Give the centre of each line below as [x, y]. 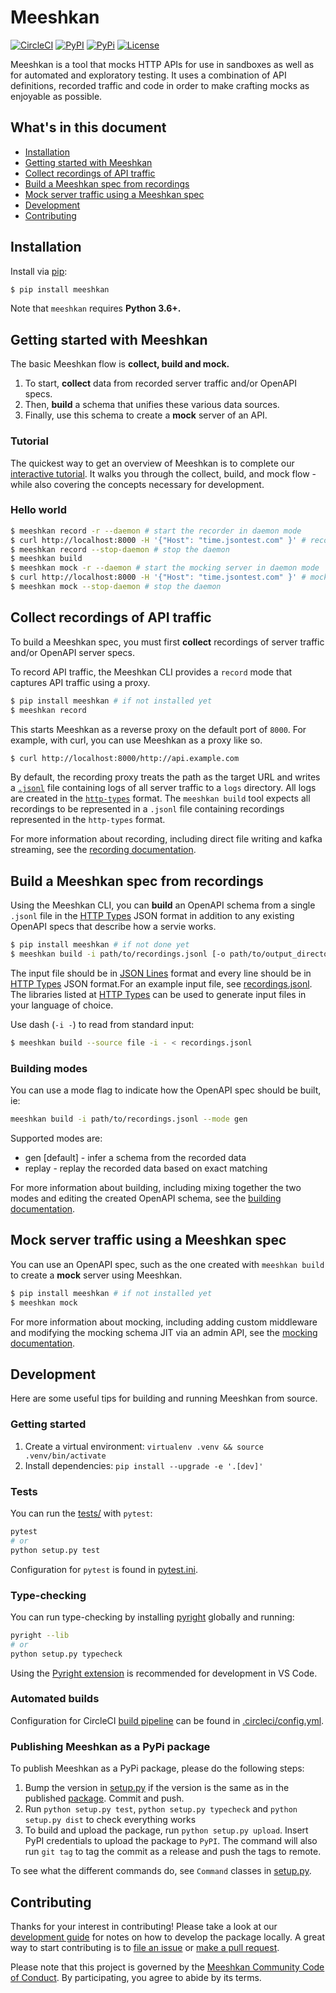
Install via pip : [39, 271]
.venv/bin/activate [65, 1456]
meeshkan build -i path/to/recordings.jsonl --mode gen [129, 1119]
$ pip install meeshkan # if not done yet [100, 945]
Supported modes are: [56, 1138]
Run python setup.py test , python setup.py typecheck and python [161, 1809]
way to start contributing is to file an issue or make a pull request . [145, 1947]
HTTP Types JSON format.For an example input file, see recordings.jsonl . [161, 983]
